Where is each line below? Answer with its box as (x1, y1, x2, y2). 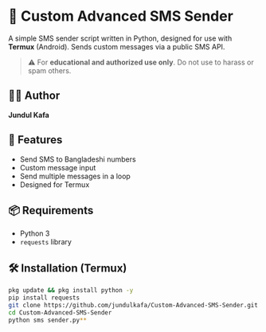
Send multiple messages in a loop (19, 171, 131, 181)
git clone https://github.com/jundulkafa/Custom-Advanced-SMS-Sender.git (8, 301, 259, 309)
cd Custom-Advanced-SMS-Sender (8, 308, 112, 317)
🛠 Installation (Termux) (8, 261, 127, 275)
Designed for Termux (19, 179, 90, 189)
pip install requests (8, 294, 80, 302)
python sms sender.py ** (8, 316, 88, 324)
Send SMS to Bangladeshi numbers (19, 154, 137, 164)
